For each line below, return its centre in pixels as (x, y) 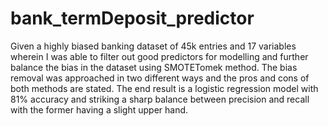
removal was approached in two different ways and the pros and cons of (160, 78)
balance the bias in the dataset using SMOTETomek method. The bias (154, 67)
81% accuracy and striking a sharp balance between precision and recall (160, 99)
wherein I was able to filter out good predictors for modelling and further (159, 56)
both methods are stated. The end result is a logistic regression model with (164, 88)
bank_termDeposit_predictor (132, 18)
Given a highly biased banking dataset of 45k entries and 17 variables (153, 46)
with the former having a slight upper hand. (99, 109)
